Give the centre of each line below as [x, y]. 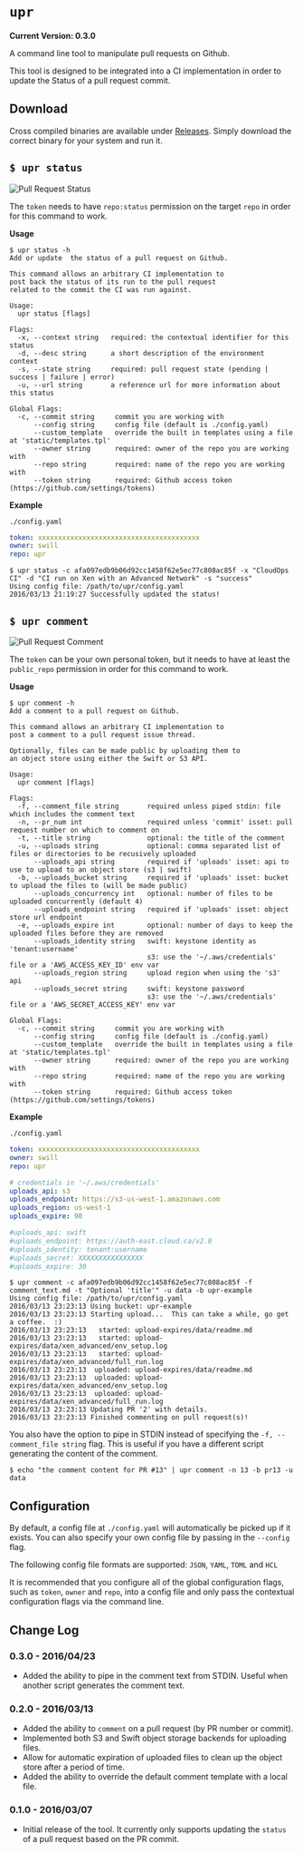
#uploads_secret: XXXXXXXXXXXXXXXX [76, 1258]
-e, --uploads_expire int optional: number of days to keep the [156, 925]
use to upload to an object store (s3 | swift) [101, 870]
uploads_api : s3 [40, 1191]
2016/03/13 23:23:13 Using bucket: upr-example [101, 1307]
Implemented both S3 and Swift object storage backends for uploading [154, 1738]
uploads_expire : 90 [46, 1216]
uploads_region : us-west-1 [60, 1208]
